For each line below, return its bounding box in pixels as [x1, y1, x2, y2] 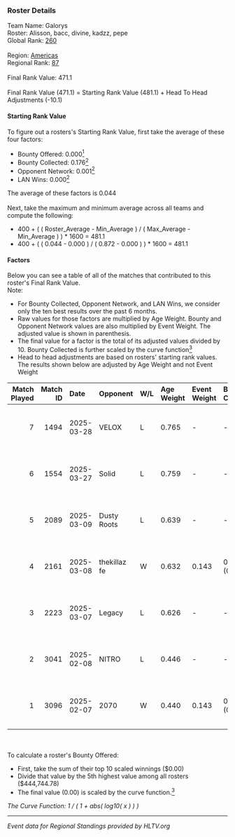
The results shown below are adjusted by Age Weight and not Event [17, 360, 213, 369]
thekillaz [99, 557, 127, 567]
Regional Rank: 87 [7, 59, 59, 67]
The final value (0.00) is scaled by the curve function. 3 [17, 787, 175, 796]
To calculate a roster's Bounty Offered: [7, 751, 119, 759]
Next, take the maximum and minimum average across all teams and [7, 204, 204, 212]
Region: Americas [7, 51, 58, 59]
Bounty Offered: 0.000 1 [17, 148, 85, 158]
